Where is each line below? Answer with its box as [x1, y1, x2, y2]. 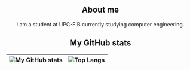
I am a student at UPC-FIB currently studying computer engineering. [16, 20, 185, 28]
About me [81, 5, 119, 15]
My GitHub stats [69, 38, 131, 48]
